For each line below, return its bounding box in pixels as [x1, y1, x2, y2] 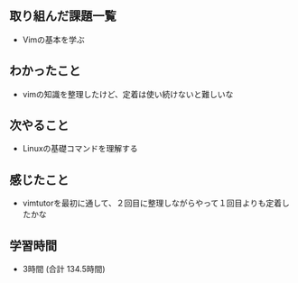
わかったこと [9, 63, 81, 78]
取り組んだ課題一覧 [9, 8, 116, 24]
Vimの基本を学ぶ [22, 34, 86, 45]
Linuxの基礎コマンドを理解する [22, 143, 138, 154]
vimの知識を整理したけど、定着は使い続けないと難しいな [22, 88, 234, 99]
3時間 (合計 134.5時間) [22, 264, 106, 275]
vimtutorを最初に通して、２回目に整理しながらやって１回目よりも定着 [22, 197, 283, 209]
